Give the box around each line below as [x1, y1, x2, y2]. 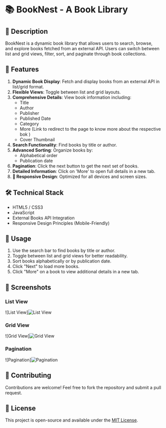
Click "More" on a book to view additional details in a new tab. [12, 269, 139, 275]
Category [19, 120, 39, 127]
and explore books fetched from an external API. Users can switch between [5, 46, 160, 51]
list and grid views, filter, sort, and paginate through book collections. [5, 51, 147, 57]
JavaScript [12, 209, 35, 215]
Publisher [19, 110, 40, 116]
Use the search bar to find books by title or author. [12, 248, 115, 254]
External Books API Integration [12, 215, 75, 221]
